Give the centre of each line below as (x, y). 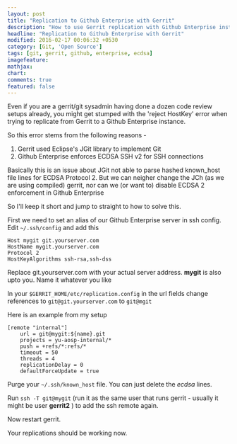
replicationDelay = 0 (51, 365)
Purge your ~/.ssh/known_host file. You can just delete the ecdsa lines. (110, 385)
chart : (17, 73)
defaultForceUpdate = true (60, 371)
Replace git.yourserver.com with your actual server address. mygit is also (115, 273)
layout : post (26, 14)
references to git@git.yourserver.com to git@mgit (80, 301)
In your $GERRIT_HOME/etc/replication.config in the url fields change (108, 294)
